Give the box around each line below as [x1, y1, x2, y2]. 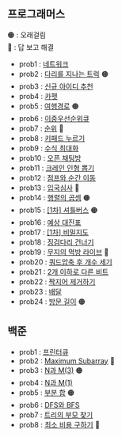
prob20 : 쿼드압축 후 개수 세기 [18, 256, 112, 267]
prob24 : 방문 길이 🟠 [18, 296, 86, 306]
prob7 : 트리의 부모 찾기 [18, 410, 93, 420]
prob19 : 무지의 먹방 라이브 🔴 [18, 247, 109, 256]
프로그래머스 [7, 7, 65, 21]
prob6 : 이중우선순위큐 [18, 113, 90, 123]
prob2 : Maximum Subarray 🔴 [18, 355, 116, 366]
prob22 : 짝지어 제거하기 [18, 276, 96, 287]
